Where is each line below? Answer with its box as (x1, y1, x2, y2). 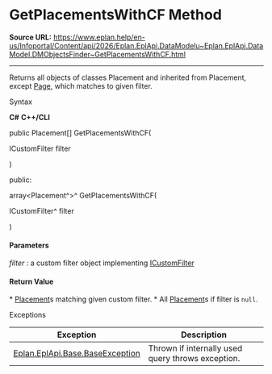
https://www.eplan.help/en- (52, 32, 146, 42)
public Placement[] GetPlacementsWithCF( (9, 127, 152, 138)
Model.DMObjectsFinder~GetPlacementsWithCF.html (9, 49, 186, 59)
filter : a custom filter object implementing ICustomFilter (9, 258, 195, 268)
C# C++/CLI (9, 112, 51, 122)
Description (181, 329, 227, 340)
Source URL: (9, 32, 52, 42)
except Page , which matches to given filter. (9, 81, 153, 90)
